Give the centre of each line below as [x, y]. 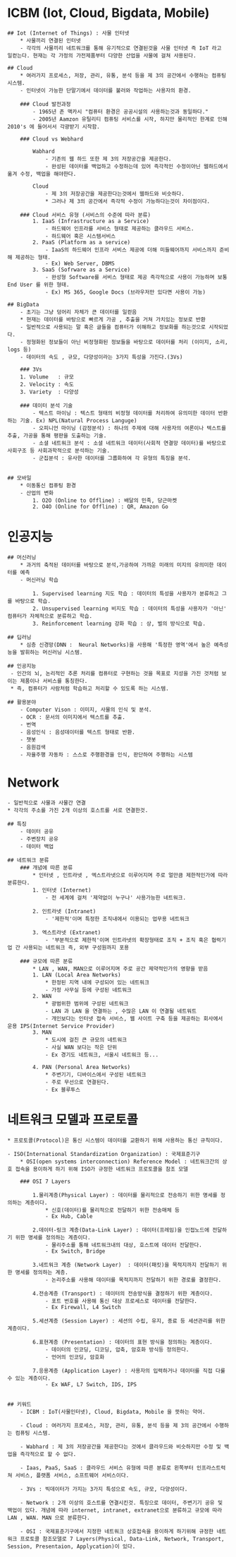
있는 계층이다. [33, 1378]
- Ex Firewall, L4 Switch [83, 1307]
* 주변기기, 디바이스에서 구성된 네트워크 [95, 1075]
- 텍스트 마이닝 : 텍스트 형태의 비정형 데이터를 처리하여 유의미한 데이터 [124, 413]
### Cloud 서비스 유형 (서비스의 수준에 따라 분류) [86, 215]
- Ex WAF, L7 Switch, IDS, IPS [91, 1384]
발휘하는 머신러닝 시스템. [51, 652]
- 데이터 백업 [37, 846]
